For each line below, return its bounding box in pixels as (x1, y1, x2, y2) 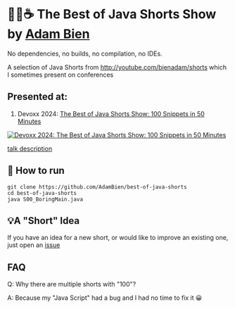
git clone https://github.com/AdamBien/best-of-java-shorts (7, 183, 188, 191)
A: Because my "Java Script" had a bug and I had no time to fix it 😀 (7, 294, 203, 302)
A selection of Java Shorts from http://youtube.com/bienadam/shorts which (7, 63, 227, 71)
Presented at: (7, 91, 68, 103)
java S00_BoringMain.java (7, 196, 83, 203)
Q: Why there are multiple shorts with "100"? (7, 280, 136, 289)
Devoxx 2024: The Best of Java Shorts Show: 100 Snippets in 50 (17, 109, 205, 118)
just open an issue (7, 241, 61, 249)
